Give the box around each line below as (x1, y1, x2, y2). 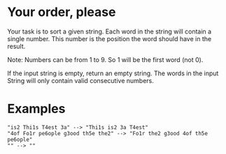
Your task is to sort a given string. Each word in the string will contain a (7, 27, 212, 36)
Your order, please (7, 4, 116, 20)
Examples (7, 101, 66, 117)
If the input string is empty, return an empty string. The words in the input (7, 69, 219, 77)
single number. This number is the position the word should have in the (7, 34, 212, 43)
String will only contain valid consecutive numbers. (7, 76, 154, 84)
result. (7, 42, 26, 50)
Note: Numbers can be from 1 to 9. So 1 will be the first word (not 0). (7, 55, 204, 63)
